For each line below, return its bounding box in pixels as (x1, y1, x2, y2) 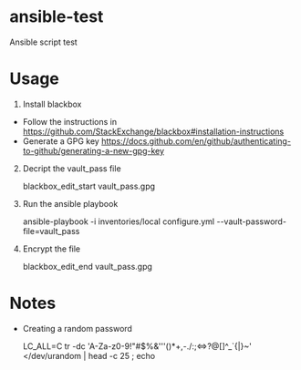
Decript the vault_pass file (22, 162, 121, 174)
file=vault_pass (22, 225, 80, 236)
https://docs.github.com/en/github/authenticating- (101, 135, 292, 147)
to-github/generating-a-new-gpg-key (22, 145, 165, 156)
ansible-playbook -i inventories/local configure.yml (22, 216, 215, 227)
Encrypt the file (22, 243, 81, 254)
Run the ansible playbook (22, 198, 119, 209)
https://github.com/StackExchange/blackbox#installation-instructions (22, 126, 285, 137)
